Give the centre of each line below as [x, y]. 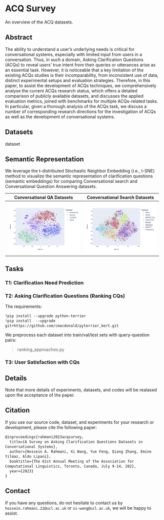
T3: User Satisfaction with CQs [42, 362]
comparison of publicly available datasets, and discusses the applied [74, 96]
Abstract [19, 37]
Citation [18, 410]
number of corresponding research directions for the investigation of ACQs [81, 111]
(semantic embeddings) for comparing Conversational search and [71, 181]
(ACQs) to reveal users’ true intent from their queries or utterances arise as [80, 65]
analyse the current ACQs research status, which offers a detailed [71, 90]
